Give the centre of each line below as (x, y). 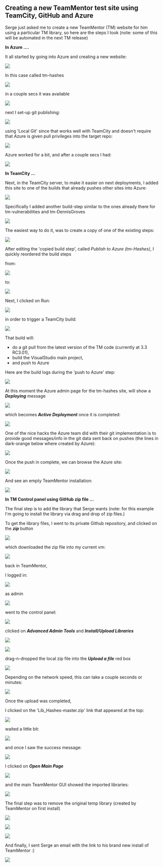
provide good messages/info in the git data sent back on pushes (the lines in (82, 438)
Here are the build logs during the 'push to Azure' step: (60, 372)
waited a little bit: (22, 729)
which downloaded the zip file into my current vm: (55, 547)
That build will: (20, 338)
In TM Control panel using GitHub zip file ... (49, 499)
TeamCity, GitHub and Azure (49, 16)
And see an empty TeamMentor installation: (49, 481)
